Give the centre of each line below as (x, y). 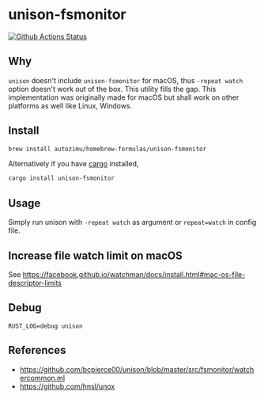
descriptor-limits (35, 283)
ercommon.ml (42, 378)
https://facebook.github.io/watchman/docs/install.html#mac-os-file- (134, 274)
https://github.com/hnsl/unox (67, 386)
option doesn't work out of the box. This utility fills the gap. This (112, 89)
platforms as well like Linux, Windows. (70, 105)
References (37, 350)
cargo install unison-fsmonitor (61, 179)
